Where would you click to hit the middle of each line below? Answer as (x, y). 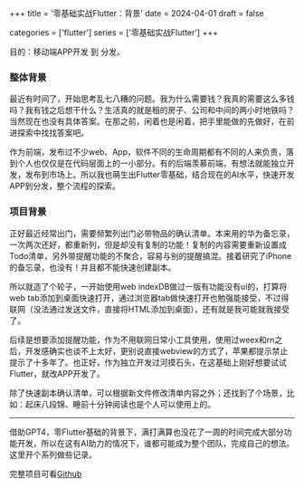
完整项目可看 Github (46, 474)
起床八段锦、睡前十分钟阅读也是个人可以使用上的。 (120, 404)
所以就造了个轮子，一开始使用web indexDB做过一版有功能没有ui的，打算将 (148, 286)
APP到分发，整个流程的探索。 (65, 186)
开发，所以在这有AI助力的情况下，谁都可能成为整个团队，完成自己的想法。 (156, 443)
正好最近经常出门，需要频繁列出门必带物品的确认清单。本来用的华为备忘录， (152, 233)
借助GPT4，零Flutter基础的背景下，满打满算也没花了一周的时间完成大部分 (147, 432)
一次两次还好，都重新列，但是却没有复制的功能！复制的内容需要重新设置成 (148, 244)
